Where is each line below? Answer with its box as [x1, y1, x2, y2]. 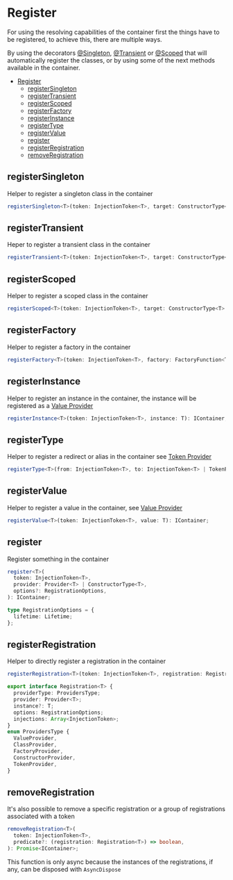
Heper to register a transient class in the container [7, 241, 150, 249]
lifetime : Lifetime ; [13, 613, 73, 620]
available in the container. [7, 63, 81, 72]
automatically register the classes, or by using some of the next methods [7, 56, 215, 64]
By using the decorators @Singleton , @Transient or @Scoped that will [7, 49, 207, 57]
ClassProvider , [13, 742, 58, 749]
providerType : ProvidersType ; [13, 690, 101, 696]
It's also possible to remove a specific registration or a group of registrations [7, 805, 225, 813]
